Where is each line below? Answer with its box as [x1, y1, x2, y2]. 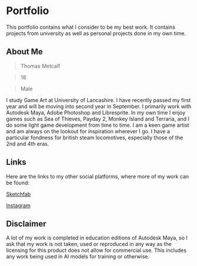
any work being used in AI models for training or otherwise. [6, 253, 150, 260]
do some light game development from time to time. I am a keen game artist [6, 122, 189, 129]
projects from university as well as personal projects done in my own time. [6, 29, 186, 36]
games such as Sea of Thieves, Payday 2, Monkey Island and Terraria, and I [6, 115, 190, 122]
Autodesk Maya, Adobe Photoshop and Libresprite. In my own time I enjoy [6, 109, 186, 116]
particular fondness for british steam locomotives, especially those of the [6, 134, 183, 141]
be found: [6, 179, 29, 186]
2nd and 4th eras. [6, 140, 49, 147]
